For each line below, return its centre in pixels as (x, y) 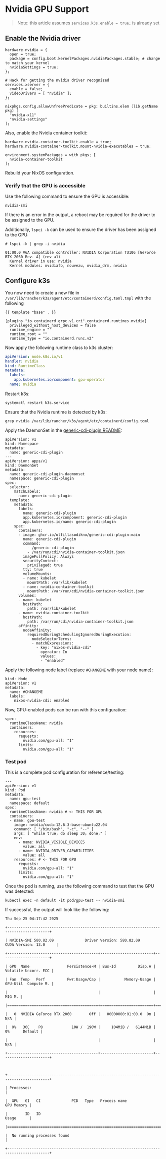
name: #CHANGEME (26, 692)
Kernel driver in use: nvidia (41, 261)
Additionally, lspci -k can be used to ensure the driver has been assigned (81, 230)
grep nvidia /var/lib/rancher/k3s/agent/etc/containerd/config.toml (77, 421)
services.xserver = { (27, 85)
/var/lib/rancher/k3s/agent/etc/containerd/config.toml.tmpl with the (78, 298)
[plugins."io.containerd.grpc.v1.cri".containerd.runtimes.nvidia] (76, 321)
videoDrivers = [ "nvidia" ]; (41, 93)
